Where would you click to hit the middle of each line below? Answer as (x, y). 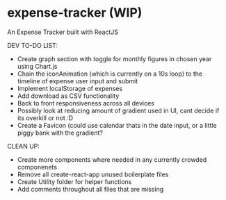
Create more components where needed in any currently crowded (112, 159)
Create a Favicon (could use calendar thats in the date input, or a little (117, 125)
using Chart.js (37, 66)
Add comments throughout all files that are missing (90, 189)
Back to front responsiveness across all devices (86, 103)
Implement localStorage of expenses (70, 88)
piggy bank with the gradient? (60, 133)
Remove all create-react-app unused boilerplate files (93, 174)
